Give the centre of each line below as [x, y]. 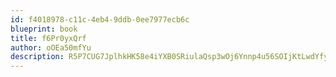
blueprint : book [44, 29]
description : [37, 57]
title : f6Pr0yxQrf [48, 38]
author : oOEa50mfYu [51, 47]
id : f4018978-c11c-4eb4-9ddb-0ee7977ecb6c [100, 19]
